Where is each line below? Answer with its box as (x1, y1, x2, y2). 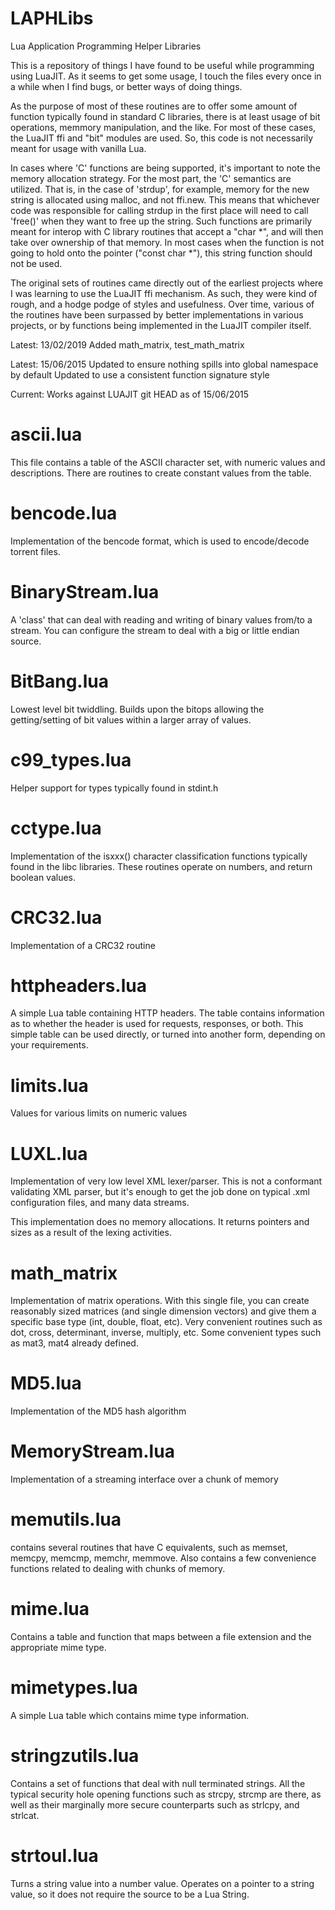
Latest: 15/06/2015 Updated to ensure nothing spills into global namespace (10, 358, 319, 370)
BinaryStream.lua (10, 581, 160, 603)
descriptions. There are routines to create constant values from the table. (10, 467, 312, 479)
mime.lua (10, 1598, 90, 1621)
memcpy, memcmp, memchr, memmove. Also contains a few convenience (10, 1552, 317, 1564)
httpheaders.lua (10, 974, 147, 997)
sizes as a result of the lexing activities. (10, 1227, 172, 1239)
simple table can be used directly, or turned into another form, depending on (10, 1028, 326, 1041)
